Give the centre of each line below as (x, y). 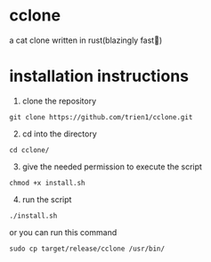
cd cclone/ (29, 150)
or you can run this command (63, 232)
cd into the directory (60, 134)
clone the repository (59, 101)
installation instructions (99, 76)
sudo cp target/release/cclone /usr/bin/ (87, 249)
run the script (47, 199)
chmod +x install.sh (48, 183)
